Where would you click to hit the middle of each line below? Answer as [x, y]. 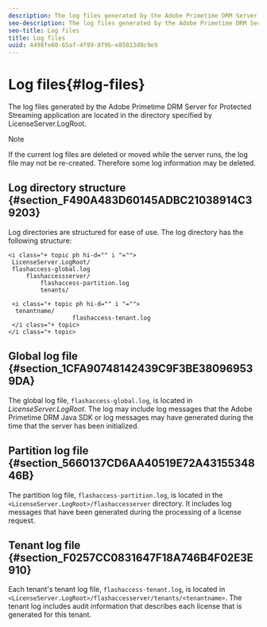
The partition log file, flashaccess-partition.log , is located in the [116, 495]
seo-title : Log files [44, 30]
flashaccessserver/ [58, 276]
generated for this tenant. [50, 615]
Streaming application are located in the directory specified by [110, 116]
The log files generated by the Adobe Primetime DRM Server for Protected [130, 107]
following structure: [40, 241]
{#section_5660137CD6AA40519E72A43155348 [132, 463]
